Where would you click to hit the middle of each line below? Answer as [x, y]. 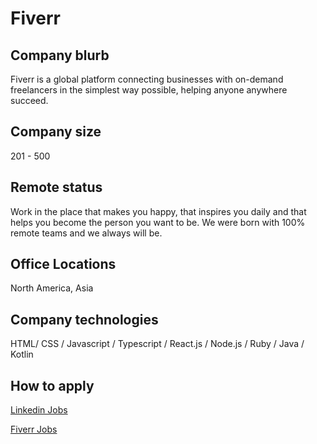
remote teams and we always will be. [86, 233]
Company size [56, 132]
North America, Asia [52, 288]
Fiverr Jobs [34, 429]
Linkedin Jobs [39, 410]
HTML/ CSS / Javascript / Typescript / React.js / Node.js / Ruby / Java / [157, 344]
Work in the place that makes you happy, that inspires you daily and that [158, 211]
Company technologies [84, 319]
